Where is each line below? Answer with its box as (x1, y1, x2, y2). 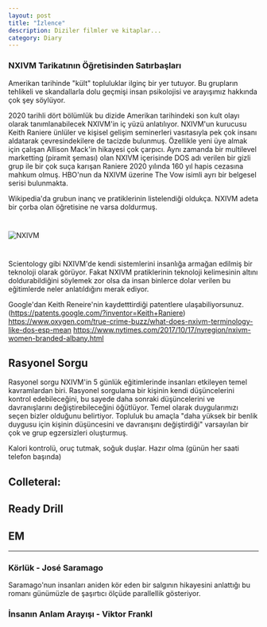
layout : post (8, 11, 52, 20)
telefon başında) (8, 452, 62, 461)
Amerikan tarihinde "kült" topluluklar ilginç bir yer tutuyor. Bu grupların (8, 78, 238, 88)
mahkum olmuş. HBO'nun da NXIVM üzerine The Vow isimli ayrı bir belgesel (8, 169, 257, 179)
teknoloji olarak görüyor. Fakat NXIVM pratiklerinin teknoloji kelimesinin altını (8, 267, 258, 277)
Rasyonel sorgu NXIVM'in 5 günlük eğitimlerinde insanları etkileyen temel (8, 377, 248, 387)
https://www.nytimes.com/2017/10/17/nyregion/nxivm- (72, 325, 252, 334)
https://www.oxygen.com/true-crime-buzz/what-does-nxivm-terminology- (8, 316, 253, 326)
